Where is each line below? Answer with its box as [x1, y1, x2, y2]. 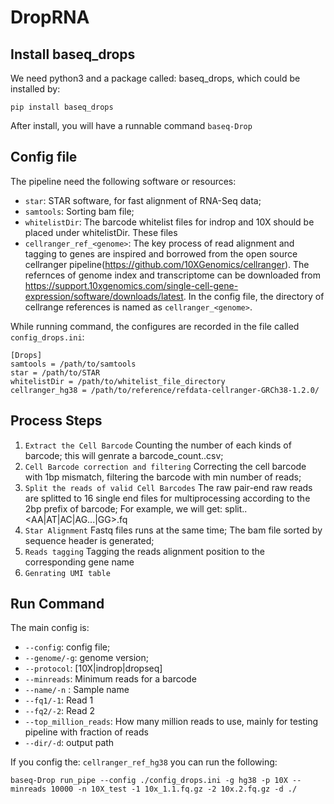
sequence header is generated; [24, 534, 155, 546]
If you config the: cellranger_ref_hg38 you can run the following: [10, 756, 278, 768]
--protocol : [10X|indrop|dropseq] [24, 662, 163, 675]
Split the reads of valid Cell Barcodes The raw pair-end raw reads [24, 481, 313, 493]
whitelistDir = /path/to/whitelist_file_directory [10, 376, 226, 386]
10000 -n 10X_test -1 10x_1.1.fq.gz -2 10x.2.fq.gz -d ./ [50, 784, 298, 795]
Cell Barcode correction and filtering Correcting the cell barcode [24, 460, 307, 472]
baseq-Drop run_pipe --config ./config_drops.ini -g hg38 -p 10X [10, 776, 288, 786]
